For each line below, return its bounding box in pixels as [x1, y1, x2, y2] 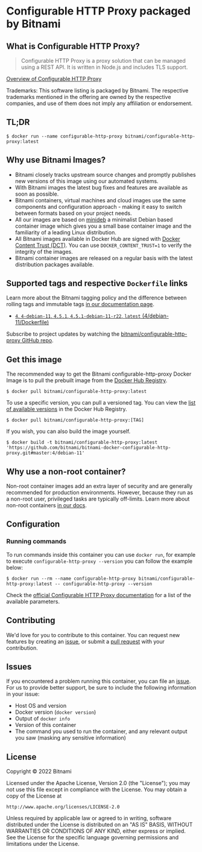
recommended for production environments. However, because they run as [6, 489, 194, 496]
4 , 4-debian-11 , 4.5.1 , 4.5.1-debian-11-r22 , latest [14, 312, 141, 319]
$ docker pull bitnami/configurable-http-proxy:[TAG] [6, 417, 145, 423]
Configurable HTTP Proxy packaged [6, 4, 191, 18]
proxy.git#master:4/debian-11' [6, 450, 85, 456]
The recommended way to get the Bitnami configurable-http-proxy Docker [6, 370, 192, 378]
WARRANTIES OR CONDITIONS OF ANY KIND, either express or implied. [6, 827, 186, 834]
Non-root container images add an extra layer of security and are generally [6, 482, 193, 490]
